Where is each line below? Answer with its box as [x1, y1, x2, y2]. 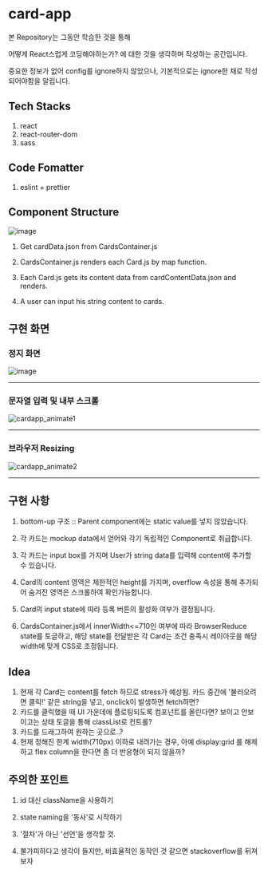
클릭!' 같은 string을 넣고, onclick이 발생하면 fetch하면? [28, 697, 199, 707]
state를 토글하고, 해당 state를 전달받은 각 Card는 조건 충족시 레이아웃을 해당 [19, 631, 258, 641]
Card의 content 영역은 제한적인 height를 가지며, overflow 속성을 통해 [19, 578, 238, 587]
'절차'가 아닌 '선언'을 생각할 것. [19, 829, 116, 839]
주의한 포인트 [8, 772, 69, 786]
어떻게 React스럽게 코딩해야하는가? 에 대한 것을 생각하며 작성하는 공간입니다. [8, 49, 248, 58]
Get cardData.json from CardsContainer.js [19, 242, 158, 251]
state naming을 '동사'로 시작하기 [19, 812, 123, 822]
